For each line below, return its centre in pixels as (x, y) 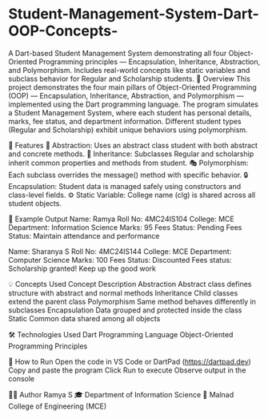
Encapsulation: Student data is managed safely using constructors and (125, 186)
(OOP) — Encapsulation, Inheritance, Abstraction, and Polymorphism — (126, 95)
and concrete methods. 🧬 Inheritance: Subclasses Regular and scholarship (131, 154)
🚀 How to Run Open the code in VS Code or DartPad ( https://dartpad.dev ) (130, 361)
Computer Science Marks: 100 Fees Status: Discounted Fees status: (120, 260)
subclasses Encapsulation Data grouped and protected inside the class (125, 310)
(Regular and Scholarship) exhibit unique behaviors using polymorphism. (128, 130)
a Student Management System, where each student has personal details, (130, 112)
